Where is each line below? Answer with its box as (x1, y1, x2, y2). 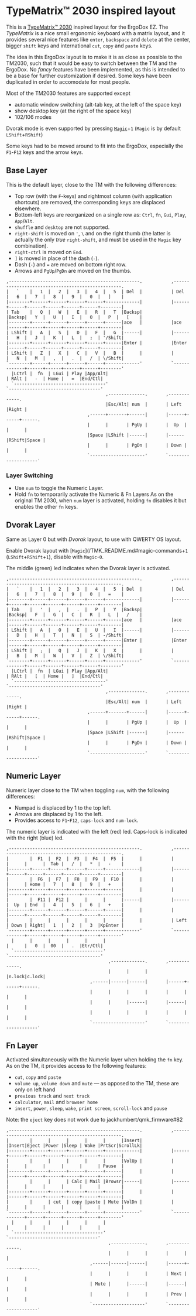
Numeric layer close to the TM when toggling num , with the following (6, 786, 170, 794)
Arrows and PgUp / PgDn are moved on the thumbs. (14, 267, 132, 274)
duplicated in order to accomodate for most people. (6, 78, 130, 85)
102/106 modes (14, 113, 51, 121)
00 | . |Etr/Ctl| (50, 943, 104, 949)
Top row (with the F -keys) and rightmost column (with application (14, 192, 173, 200)
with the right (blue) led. (6, 834, 64, 841)
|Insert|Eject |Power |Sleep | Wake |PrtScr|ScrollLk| (6, 1143, 143, 1149)
